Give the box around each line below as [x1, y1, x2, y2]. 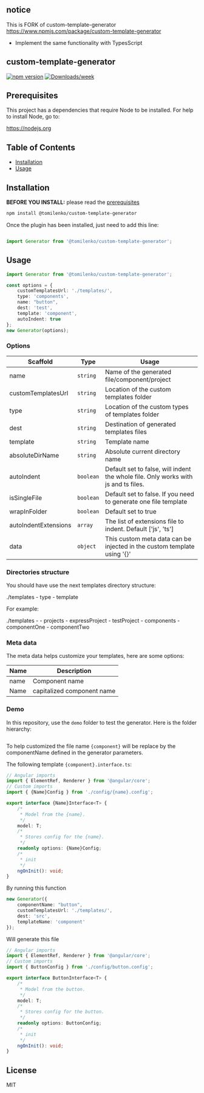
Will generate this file [6, 935, 59, 942]
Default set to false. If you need [105, 490, 194, 498]
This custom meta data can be [105, 534, 192, 543]
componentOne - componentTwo [6, 623, 90, 631]
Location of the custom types [105, 402, 189, 411]
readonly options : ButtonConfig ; [17, 1020, 102, 1026]
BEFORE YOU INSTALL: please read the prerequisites [6, 198, 140, 206]
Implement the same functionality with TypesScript [15, 39, 143, 46]
